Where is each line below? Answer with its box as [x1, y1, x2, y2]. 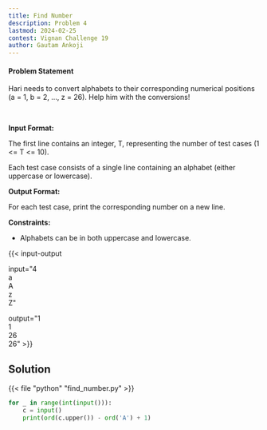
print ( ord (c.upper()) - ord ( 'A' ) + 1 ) [22, 413, 151, 422]
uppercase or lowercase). [8, 171, 93, 181]
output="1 [8, 313, 41, 324]
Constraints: [8, 217, 51, 228]
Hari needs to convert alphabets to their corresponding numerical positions [8, 84, 255, 94]
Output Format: [8, 187, 61, 197]
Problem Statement [8, 66, 74, 76]
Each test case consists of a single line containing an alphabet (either [8, 163, 236, 173]
